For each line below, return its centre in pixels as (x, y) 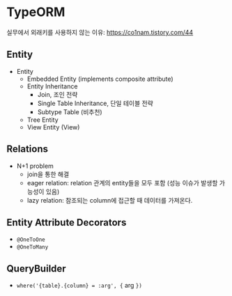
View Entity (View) (53, 127)
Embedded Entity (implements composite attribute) (100, 79)
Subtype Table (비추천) (70, 111)
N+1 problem (35, 166)
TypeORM (36, 12)
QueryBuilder (37, 268)
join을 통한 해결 (48, 174)
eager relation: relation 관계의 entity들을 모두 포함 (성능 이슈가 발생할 (122, 182)
